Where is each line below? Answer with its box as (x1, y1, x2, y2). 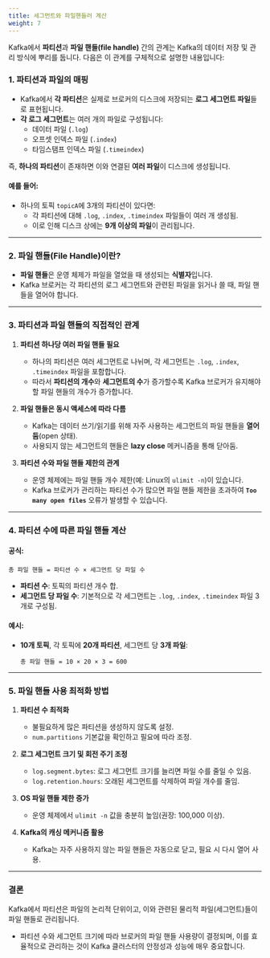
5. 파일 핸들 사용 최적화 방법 (8, 685, 109, 696)
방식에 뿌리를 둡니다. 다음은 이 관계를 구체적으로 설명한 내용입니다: (16, 52, 225, 62)
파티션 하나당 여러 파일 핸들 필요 (19, 339, 120, 349)
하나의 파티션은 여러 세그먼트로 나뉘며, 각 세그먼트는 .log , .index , (31, 357, 239, 366)
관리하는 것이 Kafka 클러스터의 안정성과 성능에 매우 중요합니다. (47, 941, 245, 951)
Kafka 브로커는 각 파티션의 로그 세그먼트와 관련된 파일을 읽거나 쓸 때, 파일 (19, 280, 252, 290)
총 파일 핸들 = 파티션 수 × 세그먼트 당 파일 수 (8, 565, 145, 574)
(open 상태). (39, 430, 78, 440)
